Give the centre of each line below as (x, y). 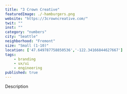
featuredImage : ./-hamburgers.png (40, 14)
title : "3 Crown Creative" (32, 9)
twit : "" (14, 23)
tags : (10, 55)
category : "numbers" (26, 32)
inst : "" (14, 28)
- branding (25, 59)
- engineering (28, 68)
